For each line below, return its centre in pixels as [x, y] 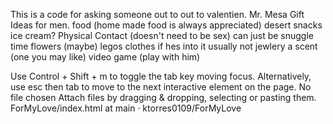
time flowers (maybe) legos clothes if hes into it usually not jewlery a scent [164, 46]
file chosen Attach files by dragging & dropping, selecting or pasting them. [163, 97]
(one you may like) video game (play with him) [105, 57]
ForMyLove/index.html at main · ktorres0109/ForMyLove [126, 108]
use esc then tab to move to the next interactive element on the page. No [161, 87]
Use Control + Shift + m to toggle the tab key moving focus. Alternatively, [161, 76]
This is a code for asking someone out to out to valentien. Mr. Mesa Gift [157, 14]
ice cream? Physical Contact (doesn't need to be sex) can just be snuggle [162, 35]
